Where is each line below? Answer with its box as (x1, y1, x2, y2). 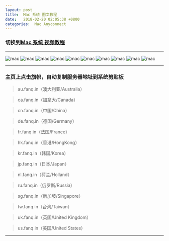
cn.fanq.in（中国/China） (17, 107, 70, 113)
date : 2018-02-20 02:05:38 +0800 (5, 17, 80, 22)
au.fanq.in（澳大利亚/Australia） (17, 86, 85, 92)
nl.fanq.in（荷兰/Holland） (17, 172, 72, 178)
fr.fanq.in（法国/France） (17, 129, 70, 135)
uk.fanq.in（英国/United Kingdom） (17, 214, 92, 220)
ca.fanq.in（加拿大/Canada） (17, 97, 78, 103)
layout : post (5, 7, 33, 13)
